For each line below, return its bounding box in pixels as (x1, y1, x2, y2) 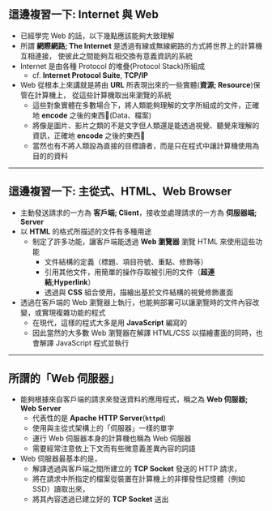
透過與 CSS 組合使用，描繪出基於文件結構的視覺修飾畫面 (44, 287, 233, 297)
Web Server (19, 404, 62, 414)
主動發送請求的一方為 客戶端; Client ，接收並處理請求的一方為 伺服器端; (19, 208, 257, 217)
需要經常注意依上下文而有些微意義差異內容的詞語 (32, 444, 196, 453)
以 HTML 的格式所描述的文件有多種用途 (19, 226, 152, 236)
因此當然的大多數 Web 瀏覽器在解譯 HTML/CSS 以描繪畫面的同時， (32, 328, 257, 337)
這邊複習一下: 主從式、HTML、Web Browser (8, 185, 232, 199)
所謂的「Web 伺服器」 (8, 371, 120, 385)
